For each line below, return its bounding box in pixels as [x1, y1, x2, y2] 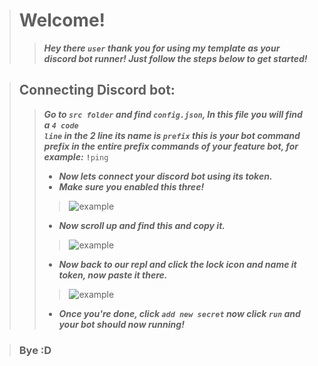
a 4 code [43, 119, 79, 131]
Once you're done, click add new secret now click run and [58, 307, 301, 319]
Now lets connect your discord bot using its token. [58, 170, 273, 182]
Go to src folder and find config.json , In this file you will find [43, 108, 303, 120]
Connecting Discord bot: [18, 82, 176, 99]
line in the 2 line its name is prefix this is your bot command [43, 129, 301, 141]
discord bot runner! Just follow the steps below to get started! [43, 52, 308, 64]
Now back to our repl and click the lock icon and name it [58, 258, 297, 270]
